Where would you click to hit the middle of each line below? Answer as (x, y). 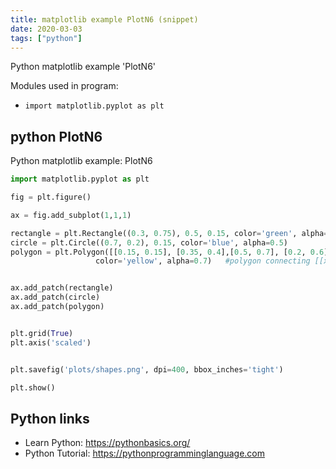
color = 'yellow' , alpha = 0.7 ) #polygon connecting (203, 261)
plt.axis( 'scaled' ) (51, 342)
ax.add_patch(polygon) (57, 307)
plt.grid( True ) (42, 333)
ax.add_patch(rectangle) (62, 288)
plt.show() (33, 387)
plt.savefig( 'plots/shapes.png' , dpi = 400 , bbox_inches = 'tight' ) (147, 369)
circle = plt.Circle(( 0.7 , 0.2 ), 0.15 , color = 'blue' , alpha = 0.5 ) (149, 242)
